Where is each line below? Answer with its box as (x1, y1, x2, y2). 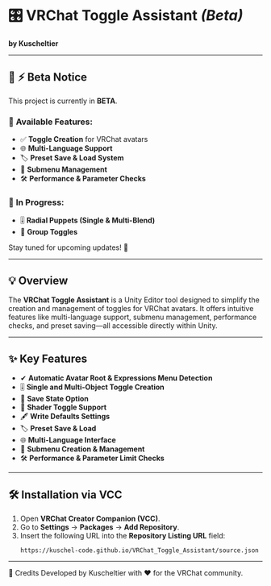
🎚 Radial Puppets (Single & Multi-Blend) (19, 215, 156, 226)
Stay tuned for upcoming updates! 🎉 (8, 243, 129, 252)
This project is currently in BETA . (8, 96, 118, 106)
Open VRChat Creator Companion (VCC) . (19, 513, 161, 523)
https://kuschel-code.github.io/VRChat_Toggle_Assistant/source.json (19, 546, 260, 555)
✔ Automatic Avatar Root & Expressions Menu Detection (19, 372, 213, 383)
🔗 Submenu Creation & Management (19, 444, 145, 454)
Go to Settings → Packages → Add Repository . (19, 522, 180, 532)
